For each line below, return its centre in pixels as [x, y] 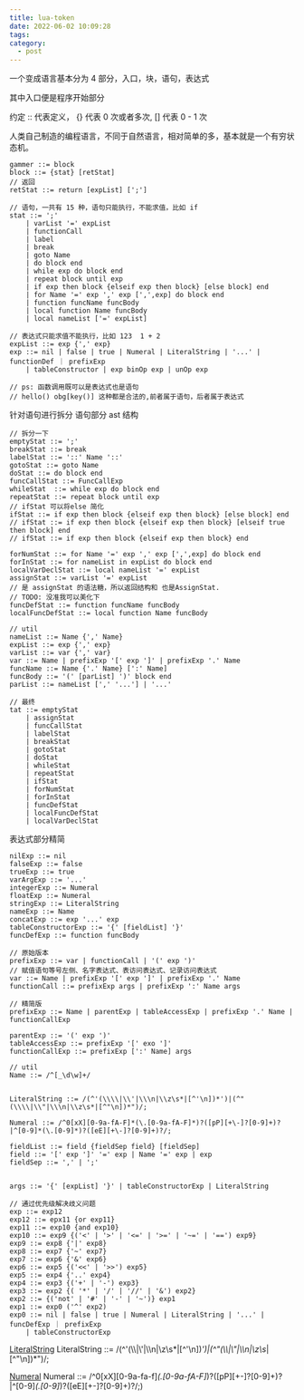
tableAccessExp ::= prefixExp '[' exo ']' [90, 1044]
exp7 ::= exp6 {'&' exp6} [58, 1260]
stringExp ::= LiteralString [64, 904]
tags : [19, 34]
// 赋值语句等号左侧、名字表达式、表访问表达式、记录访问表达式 [113, 970]
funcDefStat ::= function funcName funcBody [95, 605]
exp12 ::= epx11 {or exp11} [62, 1220]
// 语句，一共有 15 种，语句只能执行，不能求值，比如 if [104, 208]
